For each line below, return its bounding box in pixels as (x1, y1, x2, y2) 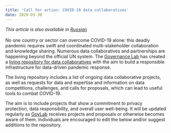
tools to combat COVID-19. (5, 90, 61, 96)
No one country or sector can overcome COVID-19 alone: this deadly (5, 37, 150, 43)
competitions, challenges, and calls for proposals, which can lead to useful (5, 85, 162, 91)
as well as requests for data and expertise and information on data (5, 79, 145, 86)
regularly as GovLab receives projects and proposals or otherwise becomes (5, 111, 165, 117)
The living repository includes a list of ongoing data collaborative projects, (5, 74, 161, 80)
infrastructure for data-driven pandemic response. (5, 64, 111, 70)
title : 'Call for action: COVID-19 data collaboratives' (5, 7, 129, 13)
